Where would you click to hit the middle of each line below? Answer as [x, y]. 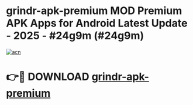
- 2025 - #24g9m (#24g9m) [75, 36]
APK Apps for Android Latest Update [97, 23]
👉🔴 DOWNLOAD [48, 77]
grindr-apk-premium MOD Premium [94, 11]
